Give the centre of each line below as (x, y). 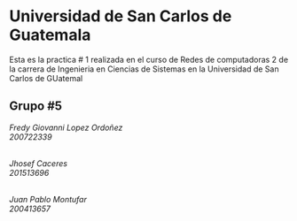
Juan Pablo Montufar (48, 199)
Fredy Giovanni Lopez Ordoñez (66, 127)
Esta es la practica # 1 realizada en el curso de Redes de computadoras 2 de (149, 59)
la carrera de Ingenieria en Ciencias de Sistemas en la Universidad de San (144, 69)
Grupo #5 (36, 107)
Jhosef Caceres (39, 163)
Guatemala (50, 35)
